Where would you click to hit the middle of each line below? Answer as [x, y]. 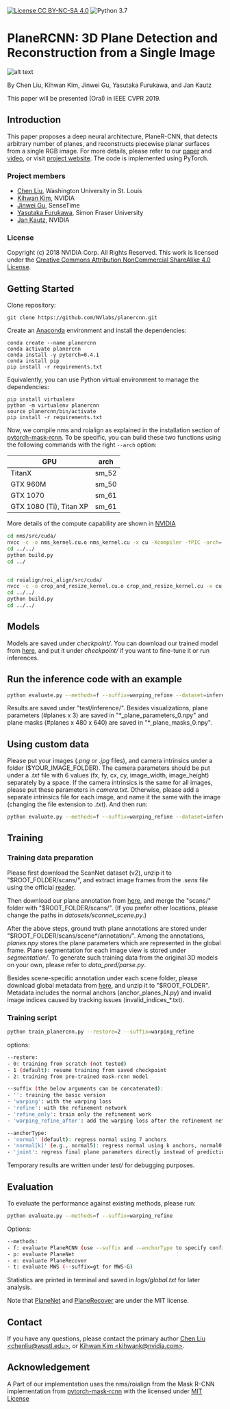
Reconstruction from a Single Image [111, 53]
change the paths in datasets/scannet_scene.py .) [77, 915]
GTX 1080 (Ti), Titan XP [50, 507]
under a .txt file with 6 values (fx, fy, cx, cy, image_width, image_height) [108, 775]
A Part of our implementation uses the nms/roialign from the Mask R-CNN [111, 1384]
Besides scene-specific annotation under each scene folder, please [102, 978]
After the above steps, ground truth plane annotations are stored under [107, 928]
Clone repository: [31, 306]
